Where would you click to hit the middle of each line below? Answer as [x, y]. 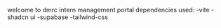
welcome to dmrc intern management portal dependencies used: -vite [108, 10]
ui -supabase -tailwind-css [69, 17]
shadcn [18, 17]
